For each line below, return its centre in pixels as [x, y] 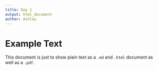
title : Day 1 [19, 10]
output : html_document [29, 14]
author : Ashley [21, 19]
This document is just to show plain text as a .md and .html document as [79, 57]
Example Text [34, 43]
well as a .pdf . [20, 63]
